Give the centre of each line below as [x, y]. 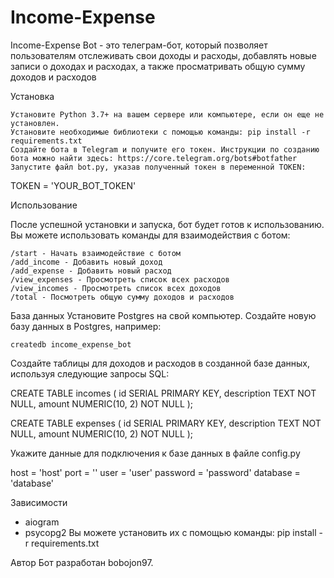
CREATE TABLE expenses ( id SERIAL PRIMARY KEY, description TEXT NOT [166, 423]
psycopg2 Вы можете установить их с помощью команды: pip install [170, 532]
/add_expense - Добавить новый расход [91, 271]
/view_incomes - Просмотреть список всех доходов [116, 288]
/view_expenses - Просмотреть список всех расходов [120, 279]
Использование [44, 205]
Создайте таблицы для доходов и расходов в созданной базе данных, [160, 363]
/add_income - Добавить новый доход [86, 262]
